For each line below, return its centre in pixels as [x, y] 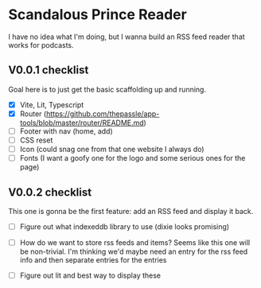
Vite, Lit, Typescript [52, 104]
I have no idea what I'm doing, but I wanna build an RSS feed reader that [127, 37]
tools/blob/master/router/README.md [82, 123]
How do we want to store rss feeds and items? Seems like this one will [135, 243]
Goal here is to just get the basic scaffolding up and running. [107, 89]
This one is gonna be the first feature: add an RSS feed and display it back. [131, 211]
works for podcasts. [41, 45]
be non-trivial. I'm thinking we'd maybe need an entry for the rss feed [134, 251]
